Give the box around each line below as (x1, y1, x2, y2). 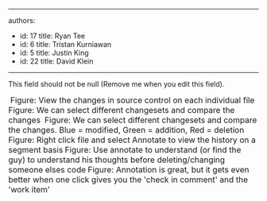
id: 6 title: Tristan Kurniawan (19, 40, 112, 48)
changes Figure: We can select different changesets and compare (8, 114, 257, 126)
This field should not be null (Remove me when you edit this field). (8, 79, 225, 88)
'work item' (8, 184, 50, 195)
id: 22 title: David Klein (19, 56, 94, 66)
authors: (8, 16, 36, 25)
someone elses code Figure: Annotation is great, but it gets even (8, 164, 250, 175)
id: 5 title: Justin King (19, 48, 89, 57)
